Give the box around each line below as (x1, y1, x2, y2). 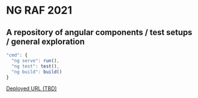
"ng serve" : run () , (11, 58, 60, 64)
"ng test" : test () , (11, 63, 60, 69)
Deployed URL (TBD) (6, 85, 58, 92)
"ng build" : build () (11, 69, 62, 75)
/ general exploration (6, 36, 85, 46)
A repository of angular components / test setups (6, 27, 193, 37)
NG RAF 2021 (6, 4, 72, 17)
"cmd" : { (6, 52, 28, 58)
